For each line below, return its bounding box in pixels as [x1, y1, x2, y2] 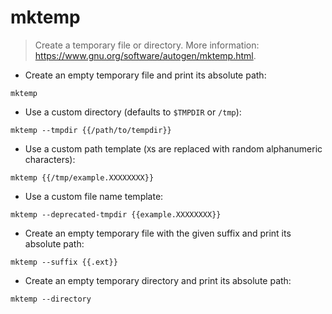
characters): [24, 153, 76, 165]
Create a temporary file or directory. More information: [34, 39, 260, 51]
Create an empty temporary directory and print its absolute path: [24, 274, 292, 286]
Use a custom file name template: [24, 190, 164, 202]
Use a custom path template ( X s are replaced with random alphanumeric [24, 142, 323, 155]
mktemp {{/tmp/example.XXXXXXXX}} [10, 172, 155, 183]
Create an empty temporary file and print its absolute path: [24, 69, 267, 81]
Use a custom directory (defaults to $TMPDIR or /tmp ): [24, 106, 242, 118]
